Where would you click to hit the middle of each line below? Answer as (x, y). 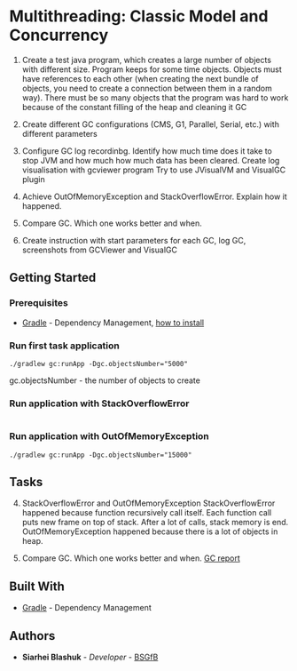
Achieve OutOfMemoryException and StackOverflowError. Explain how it (155, 196)
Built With (37, 586)
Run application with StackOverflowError (99, 403)
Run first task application (64, 346)
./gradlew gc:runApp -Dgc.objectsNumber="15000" (101, 455)
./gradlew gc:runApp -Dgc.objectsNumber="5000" (99, 363)
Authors (32, 636)
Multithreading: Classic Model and (139, 16)
